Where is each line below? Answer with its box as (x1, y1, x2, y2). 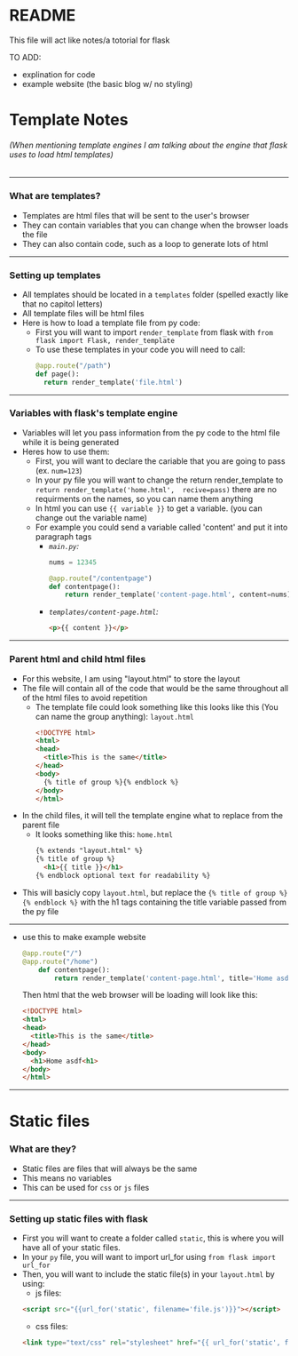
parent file (21, 819, 60, 831)
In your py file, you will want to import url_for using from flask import (21, 1252, 277, 1263)
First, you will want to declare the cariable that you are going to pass (35, 455, 286, 467)
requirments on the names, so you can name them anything (35, 493, 254, 504)
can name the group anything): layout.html (35, 711, 194, 722)
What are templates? (9, 190, 101, 203)
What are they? (9, 1143, 77, 1155)
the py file (21, 905, 59, 916)
